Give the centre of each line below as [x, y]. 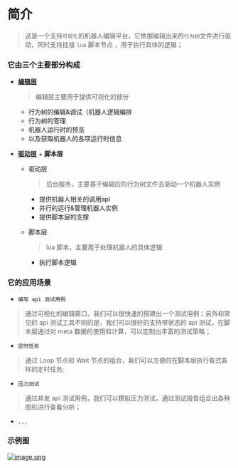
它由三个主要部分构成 [44, 65]
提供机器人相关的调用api [75, 199]
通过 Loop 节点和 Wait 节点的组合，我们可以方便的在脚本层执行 [117, 360]
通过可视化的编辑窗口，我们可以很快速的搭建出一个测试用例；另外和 [124, 313]
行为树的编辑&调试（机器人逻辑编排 [80, 112]
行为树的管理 [47, 121]
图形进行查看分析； [53, 407]
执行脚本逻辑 [58, 262]
